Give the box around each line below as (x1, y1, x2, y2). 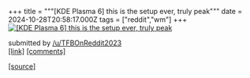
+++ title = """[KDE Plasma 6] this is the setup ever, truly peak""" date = (8, 7, 243, 16)
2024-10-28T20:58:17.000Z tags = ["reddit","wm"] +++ (8, 15, 188, 24)
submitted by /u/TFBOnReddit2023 (8, 38, 122, 48)
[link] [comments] (8, 47, 66, 55)
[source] (8, 62, 36, 71)
